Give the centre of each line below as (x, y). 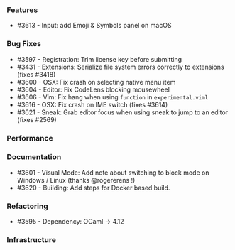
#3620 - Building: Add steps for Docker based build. (93, 187)
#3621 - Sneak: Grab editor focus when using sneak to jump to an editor (122, 112)
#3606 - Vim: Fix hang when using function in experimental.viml (113, 97)
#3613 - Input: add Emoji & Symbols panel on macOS (94, 26)
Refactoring (28, 206)
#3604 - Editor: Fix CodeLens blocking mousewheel (93, 89)
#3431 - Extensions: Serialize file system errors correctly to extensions (120, 67)
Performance (30, 138)
